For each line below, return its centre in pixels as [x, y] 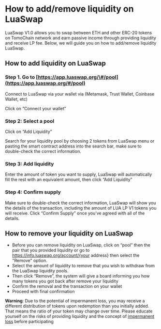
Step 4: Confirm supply [33, 192]
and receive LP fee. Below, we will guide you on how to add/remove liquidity [81, 43]
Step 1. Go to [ [22, 77]
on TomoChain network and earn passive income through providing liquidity [80, 38]
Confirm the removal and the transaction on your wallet [67, 286]
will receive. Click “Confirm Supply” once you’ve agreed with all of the [75, 213]
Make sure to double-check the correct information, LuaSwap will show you [80, 203]
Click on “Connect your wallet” [36, 108]
